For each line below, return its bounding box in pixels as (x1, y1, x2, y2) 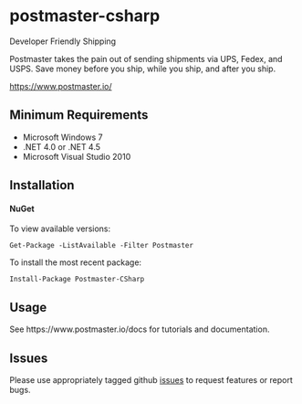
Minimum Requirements (9, 107, 149, 123)
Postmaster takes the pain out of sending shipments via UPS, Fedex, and (9, 53, 283, 64)
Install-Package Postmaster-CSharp (9, 275, 145, 284)
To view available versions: (9, 223, 111, 234)
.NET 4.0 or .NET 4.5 (22, 141, 101, 152)
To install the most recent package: (9, 257, 142, 268)
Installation (9, 177, 75, 193)
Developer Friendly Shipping (9, 36, 117, 47)
